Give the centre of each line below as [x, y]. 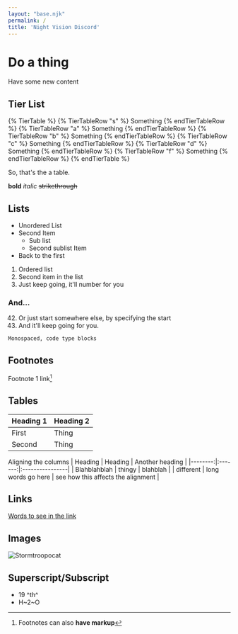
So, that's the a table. [39, 172]
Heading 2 [72, 421]
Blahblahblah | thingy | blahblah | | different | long [147, 469]
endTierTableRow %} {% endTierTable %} [69, 159]
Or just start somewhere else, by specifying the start [95, 318]
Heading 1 [30, 421]
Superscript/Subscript [59, 578]
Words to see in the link [42, 516]
